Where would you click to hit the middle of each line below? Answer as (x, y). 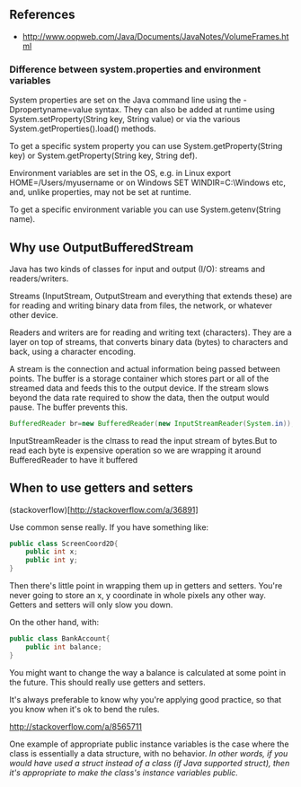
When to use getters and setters (102, 488)
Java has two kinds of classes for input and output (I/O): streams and (137, 269)
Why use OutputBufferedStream (102, 248)
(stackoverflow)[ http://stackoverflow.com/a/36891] (104, 509)
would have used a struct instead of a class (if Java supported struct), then (150, 763)
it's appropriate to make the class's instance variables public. (124, 773)
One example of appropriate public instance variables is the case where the (149, 744)
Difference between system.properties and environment (135, 69)
